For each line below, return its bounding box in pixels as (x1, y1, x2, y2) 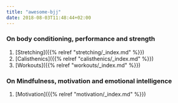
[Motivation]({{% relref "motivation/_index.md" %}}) (15, 91, 146, 98)
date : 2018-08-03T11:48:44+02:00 (6, 15, 91, 21)
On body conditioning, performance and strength (6, 35, 155, 43)
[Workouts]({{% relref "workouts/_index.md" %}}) (15, 62, 141, 69)
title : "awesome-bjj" (6, 9, 62, 15)
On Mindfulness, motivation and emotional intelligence (6, 77, 173, 85)
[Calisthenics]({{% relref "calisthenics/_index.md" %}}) (15, 55, 154, 62)
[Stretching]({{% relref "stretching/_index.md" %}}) (15, 48, 144, 55)
